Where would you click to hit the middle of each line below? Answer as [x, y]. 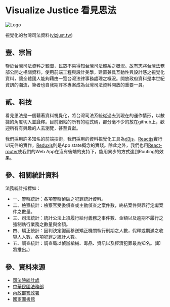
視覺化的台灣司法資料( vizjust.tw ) [39, 35]
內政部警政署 [26, 293]
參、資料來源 [25, 267]
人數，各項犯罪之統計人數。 [50, 237]
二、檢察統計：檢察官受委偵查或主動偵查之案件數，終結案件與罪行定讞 [86, 205]
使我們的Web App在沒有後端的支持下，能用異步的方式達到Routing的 [88, 151]
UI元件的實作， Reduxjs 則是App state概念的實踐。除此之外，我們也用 [77, 145]
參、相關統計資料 [32, 175]
